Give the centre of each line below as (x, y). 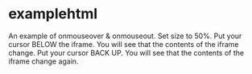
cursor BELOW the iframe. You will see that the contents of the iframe (124, 44)
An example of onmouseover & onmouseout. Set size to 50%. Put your (125, 36)
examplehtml (53, 14)
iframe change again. (43, 61)
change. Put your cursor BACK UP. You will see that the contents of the (126, 53)
